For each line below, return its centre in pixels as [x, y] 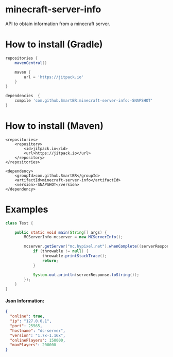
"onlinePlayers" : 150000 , [38, 340]
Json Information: [25, 300]
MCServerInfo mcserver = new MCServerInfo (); [74, 237]
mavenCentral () [31, 63]
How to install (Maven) [55, 126]
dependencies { [23, 96]
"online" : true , [27, 316]
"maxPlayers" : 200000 [33, 345]
